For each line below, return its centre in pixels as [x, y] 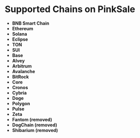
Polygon [21, 103]
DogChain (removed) [35, 125]
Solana [19, 34]
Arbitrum [22, 66]
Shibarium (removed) [35, 130]
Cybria [19, 93]
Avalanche [24, 71]
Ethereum [22, 28]
